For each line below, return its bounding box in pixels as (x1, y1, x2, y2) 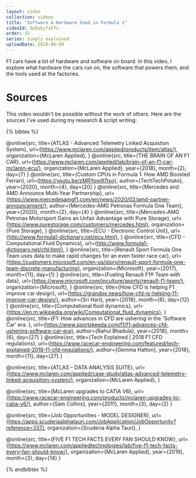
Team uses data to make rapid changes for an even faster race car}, (6, 252, 171, 259)
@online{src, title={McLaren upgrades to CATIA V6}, (6, 387, 133, 395)
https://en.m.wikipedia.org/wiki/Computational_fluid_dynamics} (8, 308, 161, 315)
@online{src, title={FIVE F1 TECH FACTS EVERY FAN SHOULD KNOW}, (6, 436, 178, 443)
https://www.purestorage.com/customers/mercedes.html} (8, 220, 148, 228)
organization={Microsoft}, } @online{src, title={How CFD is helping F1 (6, 283, 175, 291)
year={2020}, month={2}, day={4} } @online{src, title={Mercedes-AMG (6, 208, 180, 215)
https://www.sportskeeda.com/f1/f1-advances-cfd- (45, 321, 169, 328)
